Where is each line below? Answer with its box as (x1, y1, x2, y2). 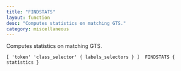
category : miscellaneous (6, 25, 69, 32)
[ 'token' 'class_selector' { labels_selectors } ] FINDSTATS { (6, 54, 175, 61)
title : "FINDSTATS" (6, 8, 56, 15)
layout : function (6, 15, 50, 21)
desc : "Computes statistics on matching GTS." (6, 20, 126, 26)
